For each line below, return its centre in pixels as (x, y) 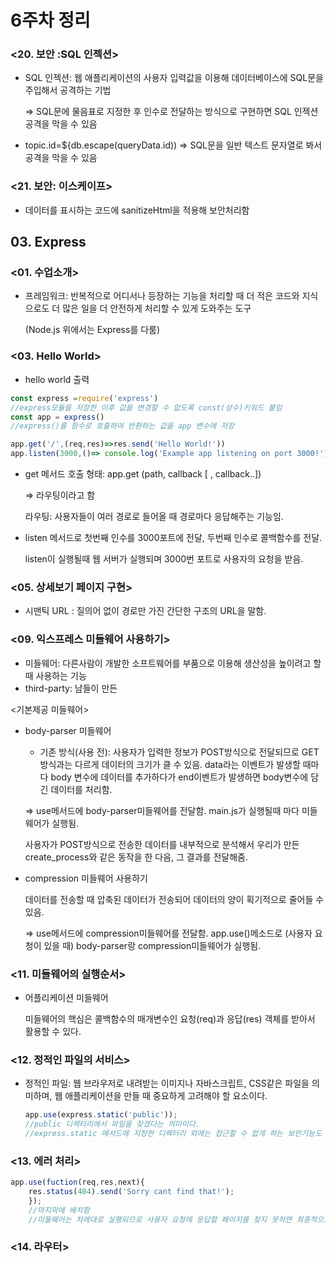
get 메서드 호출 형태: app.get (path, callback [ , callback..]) (143, 474)
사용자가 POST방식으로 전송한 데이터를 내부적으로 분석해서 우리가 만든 (162, 844)
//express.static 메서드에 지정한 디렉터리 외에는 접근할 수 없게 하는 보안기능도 (173, 1133)
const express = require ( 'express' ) (84, 398)
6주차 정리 (50, 20)
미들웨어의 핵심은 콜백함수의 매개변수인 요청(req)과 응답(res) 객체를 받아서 (170, 1018)
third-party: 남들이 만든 (71, 688)
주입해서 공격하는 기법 (68, 90)
